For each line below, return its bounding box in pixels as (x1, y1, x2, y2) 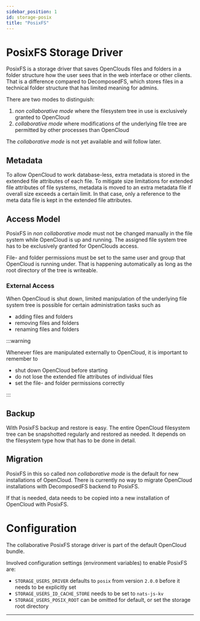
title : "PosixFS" (6, 20, 49, 26)
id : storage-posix (6, 14, 52, 20)
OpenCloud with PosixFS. (6, 500, 69, 508)
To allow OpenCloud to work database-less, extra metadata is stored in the (6, 171, 190, 179)
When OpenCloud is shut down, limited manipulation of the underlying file (6, 295, 187, 302)
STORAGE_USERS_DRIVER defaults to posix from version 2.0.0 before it (14, 577, 180, 584)
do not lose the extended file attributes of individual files (14, 373, 154, 380)
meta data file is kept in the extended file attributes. (6, 196, 133, 204)
